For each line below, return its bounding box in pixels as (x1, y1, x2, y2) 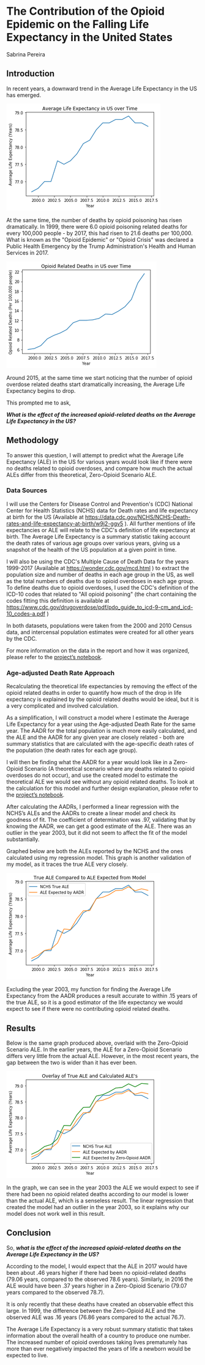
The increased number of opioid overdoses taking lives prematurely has (6, 1338, 188, 1345)
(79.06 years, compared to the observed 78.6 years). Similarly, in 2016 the (6, 1275, 193, 1283)
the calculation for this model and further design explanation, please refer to (6, 784, 199, 792)
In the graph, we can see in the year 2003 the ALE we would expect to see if (6, 1183, 199, 1191)
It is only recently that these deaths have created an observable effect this (6, 1300, 194, 1308)
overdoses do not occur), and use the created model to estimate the (6, 771, 179, 779)
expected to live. (6, 1351, 48, 1359)
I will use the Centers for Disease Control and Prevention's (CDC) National (6, 500, 193, 508)
